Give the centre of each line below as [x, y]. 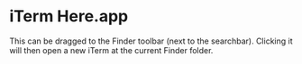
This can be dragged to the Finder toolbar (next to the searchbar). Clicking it [151, 41]
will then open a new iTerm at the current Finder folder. [111, 50]
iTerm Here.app [69, 16]
